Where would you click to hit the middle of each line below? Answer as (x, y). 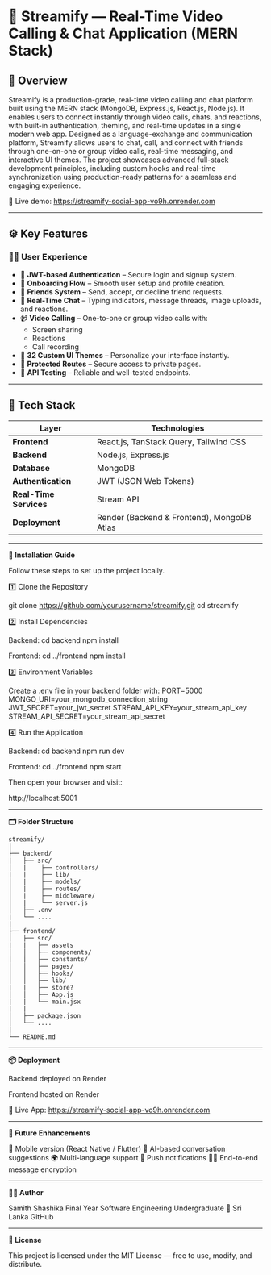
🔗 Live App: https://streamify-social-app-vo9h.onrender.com (109, 1110)
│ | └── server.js (48, 902)
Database (31, 468)
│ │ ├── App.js (41, 994)
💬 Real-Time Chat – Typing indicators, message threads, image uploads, (141, 300)
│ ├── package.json (45, 1015)
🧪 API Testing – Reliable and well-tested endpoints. (105, 372)
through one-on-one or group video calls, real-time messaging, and (121, 151)
